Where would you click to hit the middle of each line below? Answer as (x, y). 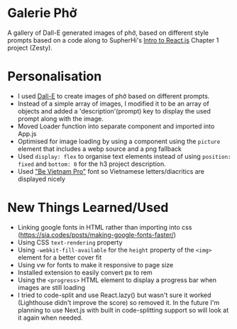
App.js (27, 133)
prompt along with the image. (61, 118)
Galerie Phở (42, 13)
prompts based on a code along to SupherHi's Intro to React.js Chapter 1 (113, 40)
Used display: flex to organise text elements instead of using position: (124, 156)
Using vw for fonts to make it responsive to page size (95, 264)
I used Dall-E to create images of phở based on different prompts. (114, 96)
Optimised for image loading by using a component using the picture (119, 141)
